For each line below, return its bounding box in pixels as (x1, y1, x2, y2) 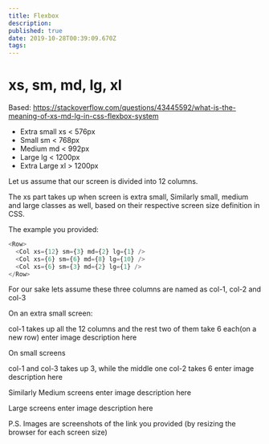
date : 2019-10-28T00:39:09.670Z (8, 34, 116, 43)
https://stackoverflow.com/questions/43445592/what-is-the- (33, 103, 237, 112)
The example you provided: (8, 225, 99, 234)
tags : (8, 42, 26, 50)
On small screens (8, 348, 66, 358)
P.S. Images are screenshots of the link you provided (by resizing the (8, 419, 236, 429)
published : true (8, 26, 63, 35)
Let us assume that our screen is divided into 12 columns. (8, 177, 198, 186)
